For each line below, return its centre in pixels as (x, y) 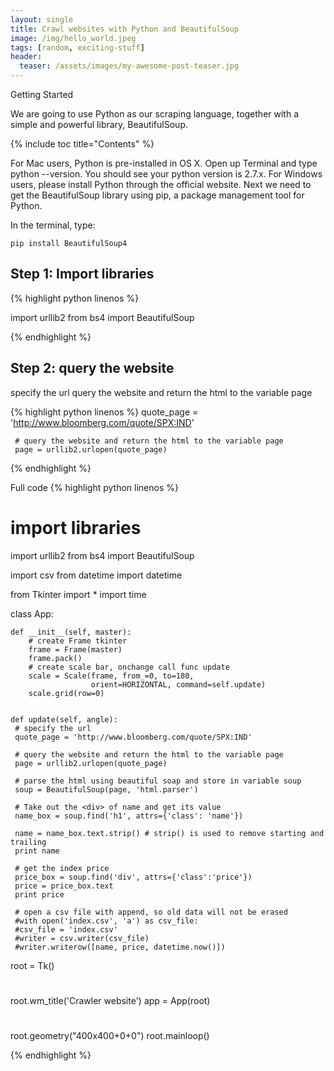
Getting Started (42, 94)
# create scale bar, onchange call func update (129, 667)
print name (37, 851)
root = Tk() (32, 965)
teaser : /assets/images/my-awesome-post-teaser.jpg (129, 66)
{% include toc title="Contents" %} (82, 144)
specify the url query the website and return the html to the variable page (161, 392)
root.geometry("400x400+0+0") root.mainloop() (110, 1035)
